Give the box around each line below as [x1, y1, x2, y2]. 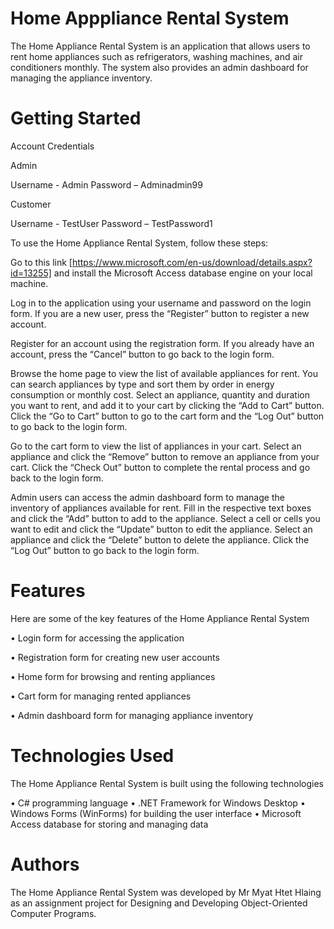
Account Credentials [10, 140, 95, 152]
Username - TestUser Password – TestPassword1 [10, 217, 213, 229]
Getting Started [10, 107, 142, 130]
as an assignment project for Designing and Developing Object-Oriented [10, 897, 308, 909]
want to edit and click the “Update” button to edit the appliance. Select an [10, 523, 313, 535]
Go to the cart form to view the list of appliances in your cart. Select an [10, 440, 302, 452]
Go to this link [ [10, 256, 73, 268]
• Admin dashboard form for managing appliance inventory [10, 709, 254, 721]
